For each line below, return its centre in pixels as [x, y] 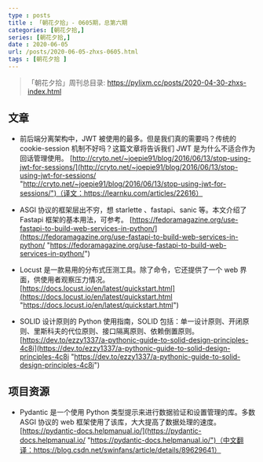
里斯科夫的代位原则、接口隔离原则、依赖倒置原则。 [116, 331]
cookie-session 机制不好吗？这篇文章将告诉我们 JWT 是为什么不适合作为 [137, 148]
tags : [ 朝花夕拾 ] [38, 60]
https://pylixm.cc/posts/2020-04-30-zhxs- [177, 82]
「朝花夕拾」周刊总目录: [66, 82]
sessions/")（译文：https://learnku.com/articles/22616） [111, 192]
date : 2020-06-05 [38, 45]
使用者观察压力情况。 [75, 279]
